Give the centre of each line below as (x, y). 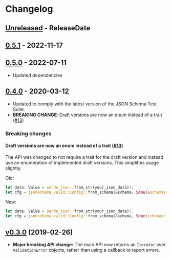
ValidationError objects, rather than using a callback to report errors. (86, 250)
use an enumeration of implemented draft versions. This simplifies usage (82, 162)
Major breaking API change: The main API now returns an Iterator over (89, 245)
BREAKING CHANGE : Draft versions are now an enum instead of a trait (87, 115)
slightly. (14, 168)
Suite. (19, 109)
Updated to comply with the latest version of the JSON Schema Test (85, 104)
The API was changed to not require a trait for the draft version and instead (84, 157)
